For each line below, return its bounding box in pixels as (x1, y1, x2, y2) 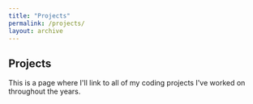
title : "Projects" (8, 11, 71, 20)
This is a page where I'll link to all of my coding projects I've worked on (8, 78, 246, 88)
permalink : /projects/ (8, 19, 85, 27)
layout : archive (8, 27, 63, 35)
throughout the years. (8, 86, 81, 97)
